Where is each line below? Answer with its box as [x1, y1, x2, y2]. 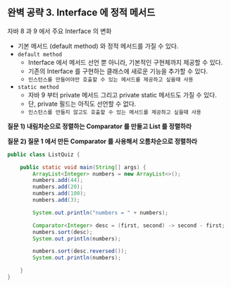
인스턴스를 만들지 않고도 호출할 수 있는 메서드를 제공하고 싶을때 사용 [27, 109, 202, 116]
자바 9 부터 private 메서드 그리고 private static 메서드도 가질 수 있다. [27, 90, 217, 99]
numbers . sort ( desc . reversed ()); [32, 248, 128, 255]
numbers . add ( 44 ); [32, 177, 83, 184]
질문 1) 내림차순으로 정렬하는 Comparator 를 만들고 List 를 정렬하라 [7, 122, 192, 130]
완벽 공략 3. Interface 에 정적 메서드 [7, 6, 156, 19]
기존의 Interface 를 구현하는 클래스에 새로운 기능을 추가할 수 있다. [27, 66, 208, 75]
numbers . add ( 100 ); [32, 190, 87, 197]
